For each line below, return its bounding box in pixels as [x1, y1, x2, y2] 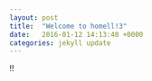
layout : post [9, 13, 59, 22]
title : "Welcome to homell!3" [9, 22, 128, 31]
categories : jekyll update [9, 38, 111, 48]
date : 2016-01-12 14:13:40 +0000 [9, 30, 144, 39]
